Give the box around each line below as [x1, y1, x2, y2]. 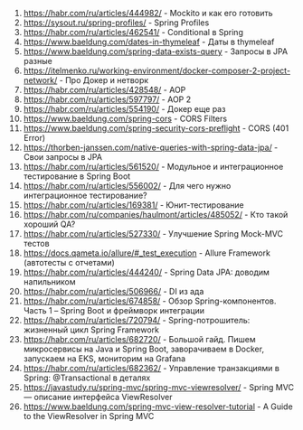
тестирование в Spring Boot [23, 171, 131, 182]
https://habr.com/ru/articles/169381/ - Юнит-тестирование [23, 200, 245, 210]
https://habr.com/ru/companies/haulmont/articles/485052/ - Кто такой [23, 210, 289, 220]
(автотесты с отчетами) [23, 257, 116, 267]
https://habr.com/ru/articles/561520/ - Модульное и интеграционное [23, 162, 284, 172]
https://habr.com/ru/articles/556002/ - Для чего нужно [23, 181, 232, 191]
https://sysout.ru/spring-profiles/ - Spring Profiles [23, 17, 210, 28]
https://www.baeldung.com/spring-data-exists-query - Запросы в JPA [23, 46, 289, 57]
